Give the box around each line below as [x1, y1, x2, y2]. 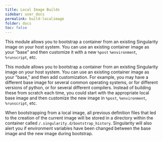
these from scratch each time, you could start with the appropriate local [5, 90, 149, 96]
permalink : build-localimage [5, 16, 64, 21]
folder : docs [5, 21, 32, 26]
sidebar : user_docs [5, 12, 45, 17]
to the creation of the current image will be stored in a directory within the [5, 115, 154, 121]
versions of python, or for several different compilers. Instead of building [5, 85, 151, 91]
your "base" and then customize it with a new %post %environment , [5, 49, 138, 55]
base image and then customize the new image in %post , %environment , [5, 95, 147, 101]
